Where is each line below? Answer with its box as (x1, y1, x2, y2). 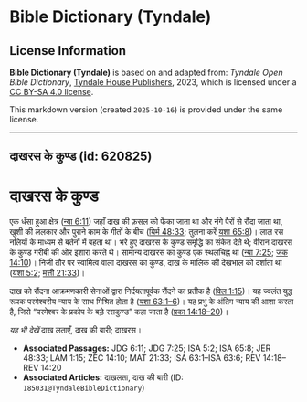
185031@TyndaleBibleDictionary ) (22, 382, 145, 394)
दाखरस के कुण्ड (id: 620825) (9, 149, 153, 164)
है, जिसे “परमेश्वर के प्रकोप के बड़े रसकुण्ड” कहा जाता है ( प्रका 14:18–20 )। (9, 306, 229, 317)
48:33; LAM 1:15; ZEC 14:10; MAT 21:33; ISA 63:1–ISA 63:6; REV (22, 353, 261, 364)
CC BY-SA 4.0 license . (9, 87, 94, 97)
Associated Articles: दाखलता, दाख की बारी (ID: (22, 372, 185, 383)
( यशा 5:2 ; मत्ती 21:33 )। (9, 268, 85, 279)
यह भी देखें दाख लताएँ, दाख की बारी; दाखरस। (9, 324, 142, 335)
